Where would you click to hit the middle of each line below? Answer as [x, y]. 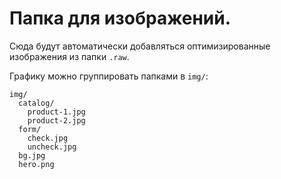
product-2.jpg [56, 120]
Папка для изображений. [120, 18]
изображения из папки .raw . [69, 56]
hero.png [36, 164]
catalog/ [36, 103]
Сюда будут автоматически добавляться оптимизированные [140, 46]
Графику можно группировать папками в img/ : [109, 76]
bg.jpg [32, 155]
